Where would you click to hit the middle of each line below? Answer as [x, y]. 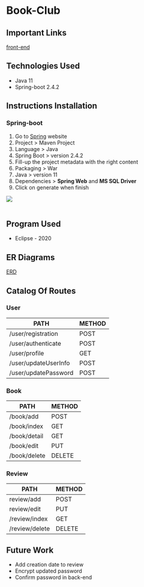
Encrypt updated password [48, 571]
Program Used [34, 224]
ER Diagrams [31, 257]
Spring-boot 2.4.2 [37, 87]
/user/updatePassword [41, 373]
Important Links [37, 33]
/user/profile [27, 353]
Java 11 [24, 80]
